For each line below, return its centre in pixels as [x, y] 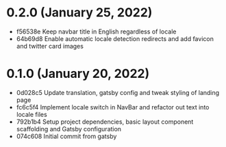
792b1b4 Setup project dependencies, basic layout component [105, 122]
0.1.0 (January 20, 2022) [78, 74]
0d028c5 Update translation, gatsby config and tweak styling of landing [118, 92]
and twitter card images [50, 46]
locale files [32, 114]
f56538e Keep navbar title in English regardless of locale [96, 31]
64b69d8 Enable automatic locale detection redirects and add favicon [115, 38]
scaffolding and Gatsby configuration [68, 129]
